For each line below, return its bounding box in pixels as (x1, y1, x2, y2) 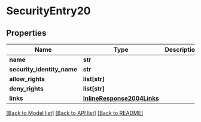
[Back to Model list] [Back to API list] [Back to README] (6, 110, 144, 117)
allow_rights (9, 75, 45, 83)
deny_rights (9, 85, 44, 93)
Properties (6, 28, 47, 38)
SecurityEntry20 (6, 4, 91, 18)
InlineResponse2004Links (83, 94, 160, 102)
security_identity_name (9, 65, 78, 73)
